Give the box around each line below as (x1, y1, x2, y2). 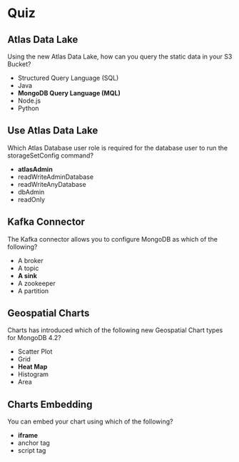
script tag (17, 446, 46, 455)
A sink (17, 271, 38, 279)
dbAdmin (17, 188, 45, 196)
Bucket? (7, 60, 31, 68)
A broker (17, 256, 44, 265)
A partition (17, 287, 49, 295)
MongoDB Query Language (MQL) (17, 89, 121, 97)
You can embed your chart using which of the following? (7, 417, 173, 426)
